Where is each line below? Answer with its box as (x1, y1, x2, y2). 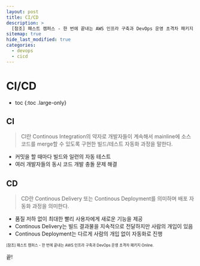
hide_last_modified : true (6, 37, 71, 43)
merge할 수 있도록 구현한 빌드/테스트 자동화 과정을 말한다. (37, 140, 173, 147)
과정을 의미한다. (32, 202, 69, 210)
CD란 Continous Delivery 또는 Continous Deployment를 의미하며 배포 (20, 195, 188, 202)
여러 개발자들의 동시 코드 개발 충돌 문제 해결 (14, 161, 118, 168)
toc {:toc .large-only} (14, 99, 67, 106)
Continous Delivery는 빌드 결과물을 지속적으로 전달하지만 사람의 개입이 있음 (14, 223, 193, 230)
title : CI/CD (6, 14, 39, 20)
